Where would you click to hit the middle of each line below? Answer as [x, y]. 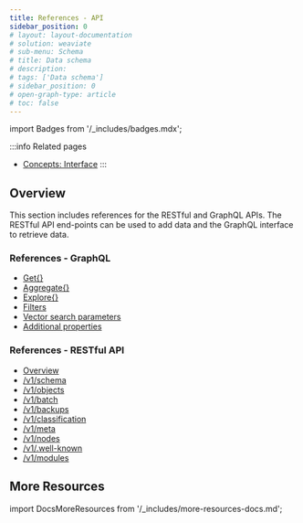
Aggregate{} [46, 288]
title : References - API [57, 18]
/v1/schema [44, 379]
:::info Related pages [48, 146]
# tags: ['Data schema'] [57, 78]
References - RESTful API [67, 350]
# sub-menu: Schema [47, 52]
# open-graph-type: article [63, 94]
